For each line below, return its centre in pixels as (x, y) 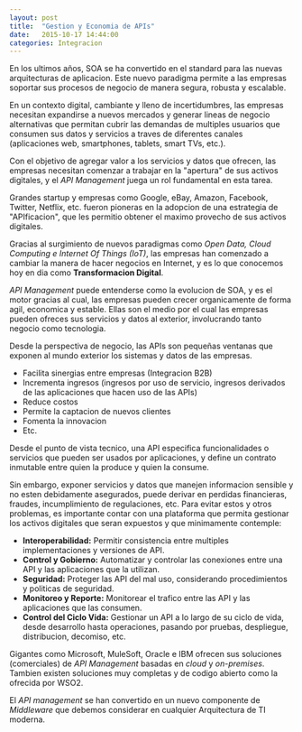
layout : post (34, 18)
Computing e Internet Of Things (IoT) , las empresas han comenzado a (139, 254)
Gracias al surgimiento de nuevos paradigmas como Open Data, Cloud (141, 244)
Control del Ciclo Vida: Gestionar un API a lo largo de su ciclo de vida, (153, 617)
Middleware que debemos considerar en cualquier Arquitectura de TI (137, 710)
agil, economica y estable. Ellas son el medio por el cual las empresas (139, 310)
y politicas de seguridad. (68, 588)
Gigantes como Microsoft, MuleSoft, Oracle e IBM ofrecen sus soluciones (146, 654)
